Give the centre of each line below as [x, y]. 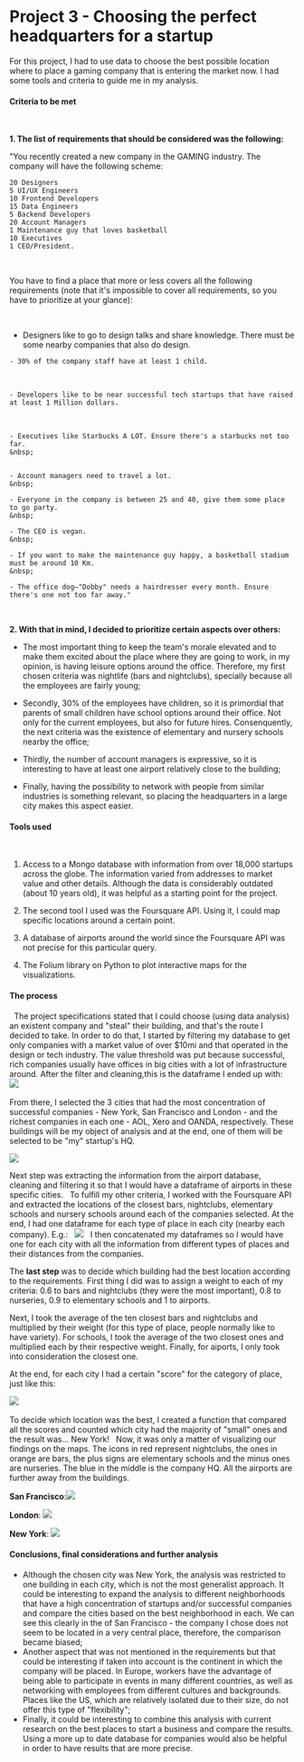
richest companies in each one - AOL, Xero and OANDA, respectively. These [152, 1121]
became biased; [52, 1642]
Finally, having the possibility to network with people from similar [143, 787]
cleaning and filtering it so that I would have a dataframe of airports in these [151, 1185]
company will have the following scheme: [86, 166]
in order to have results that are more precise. [108, 1747]
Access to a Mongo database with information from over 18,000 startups [158, 865]
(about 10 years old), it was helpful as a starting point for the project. [150, 893]
